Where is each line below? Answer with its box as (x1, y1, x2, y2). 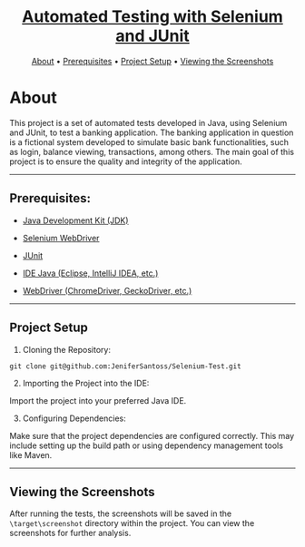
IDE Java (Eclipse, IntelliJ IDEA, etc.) (22, 268, 159, 278)
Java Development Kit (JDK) (22, 215, 129, 226)
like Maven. (9, 449, 53, 460)
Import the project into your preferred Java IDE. (9, 395, 187, 405)
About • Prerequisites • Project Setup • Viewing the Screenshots (31, 55, 274, 66)
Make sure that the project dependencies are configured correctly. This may (9, 430, 295, 441)
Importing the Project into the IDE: (22, 377, 150, 388)
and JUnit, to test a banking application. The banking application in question (9, 127, 294, 138)
